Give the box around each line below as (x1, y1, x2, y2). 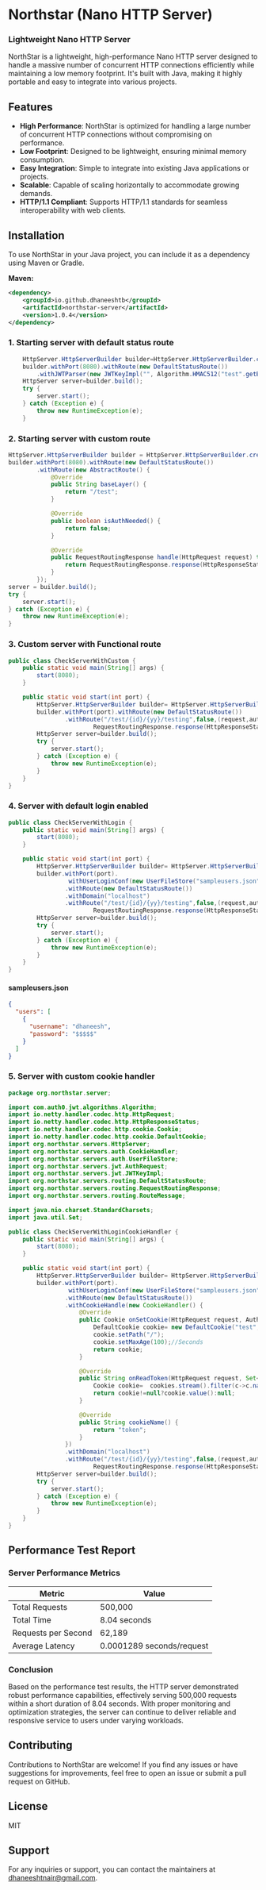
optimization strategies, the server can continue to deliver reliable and (8, 1707, 237, 1716)
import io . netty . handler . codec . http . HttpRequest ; (8, 1111, 176, 1118)
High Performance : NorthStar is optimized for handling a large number (19, 121, 252, 131)
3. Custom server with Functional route (8, 639, 161, 650)
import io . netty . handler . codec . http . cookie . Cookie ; (8, 1126, 182, 1134)
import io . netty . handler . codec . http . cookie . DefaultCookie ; (8, 1133, 207, 1141)
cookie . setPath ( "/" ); (93, 1331, 165, 1339)
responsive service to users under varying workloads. (8, 1715, 184, 1725)
